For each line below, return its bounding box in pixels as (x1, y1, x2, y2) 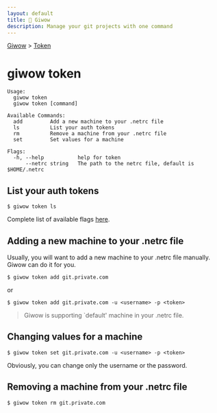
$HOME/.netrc (7, 166, 44, 174)
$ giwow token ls (7, 203, 57, 210)
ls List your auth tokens (13, 124, 115, 131)
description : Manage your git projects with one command (7, 23, 173, 29)
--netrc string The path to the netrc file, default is (25, 161, 194, 167)
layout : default (7, 10, 53, 17)
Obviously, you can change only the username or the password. (7, 361, 188, 369)
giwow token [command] (13, 100, 78, 107)
